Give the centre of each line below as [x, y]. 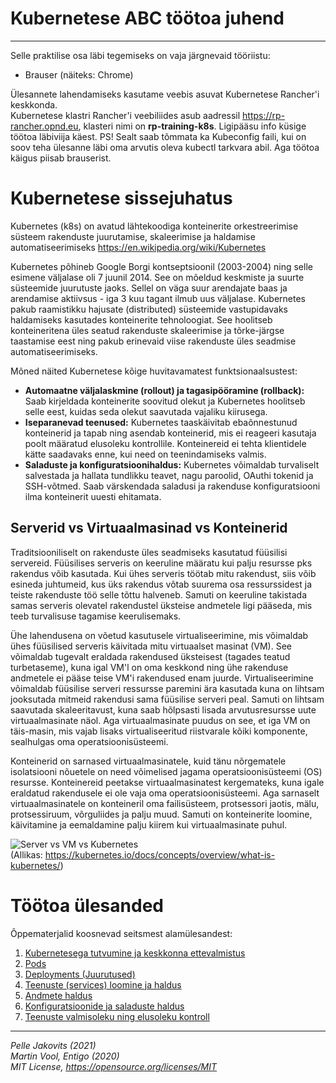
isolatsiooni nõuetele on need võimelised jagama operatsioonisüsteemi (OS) [166, 771]
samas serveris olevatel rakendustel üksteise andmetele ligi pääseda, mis [161, 605]
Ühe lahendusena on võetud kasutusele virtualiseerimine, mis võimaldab [159, 635]
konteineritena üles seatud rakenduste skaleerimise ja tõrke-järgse [147, 330]
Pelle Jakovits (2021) [53, 1045]
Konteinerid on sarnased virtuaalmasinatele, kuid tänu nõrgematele [148, 761]
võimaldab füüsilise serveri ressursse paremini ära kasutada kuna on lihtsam [167, 688]
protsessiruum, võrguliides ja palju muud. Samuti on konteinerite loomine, [161, 814]
